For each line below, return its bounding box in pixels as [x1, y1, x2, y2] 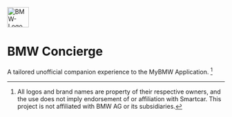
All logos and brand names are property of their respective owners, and [17, 87, 221, 96]
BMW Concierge [7, 44, 104, 59]
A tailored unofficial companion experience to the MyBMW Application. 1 [7, 66, 213, 76]
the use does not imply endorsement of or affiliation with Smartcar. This [17, 94, 222, 103]
